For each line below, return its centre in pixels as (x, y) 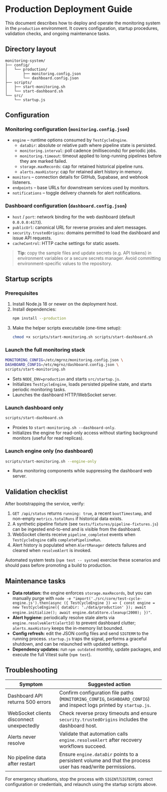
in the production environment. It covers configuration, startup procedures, (82, 28)
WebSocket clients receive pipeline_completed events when (74, 535)
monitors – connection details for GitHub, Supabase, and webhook (80, 177)
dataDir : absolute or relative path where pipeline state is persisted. (88, 145)
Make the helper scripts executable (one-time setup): (67, 328)
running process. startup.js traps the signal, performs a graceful (79, 639)
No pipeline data (27, 757)
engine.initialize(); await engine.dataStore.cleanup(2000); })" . (82, 612)
